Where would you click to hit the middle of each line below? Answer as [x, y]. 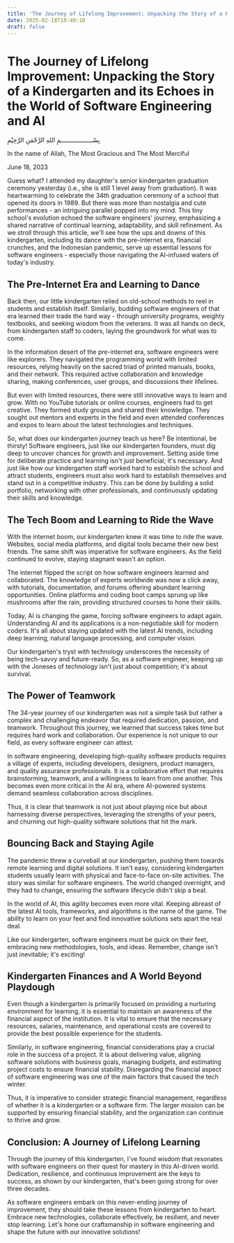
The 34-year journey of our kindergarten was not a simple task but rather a [115, 712]
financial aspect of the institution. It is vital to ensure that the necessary [110, 1019]
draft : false [26, 27]
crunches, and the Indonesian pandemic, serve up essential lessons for [110, 247]
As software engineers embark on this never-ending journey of [97, 1202]
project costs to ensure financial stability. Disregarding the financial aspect [114, 1070]
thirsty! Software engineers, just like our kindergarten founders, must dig [111, 446]
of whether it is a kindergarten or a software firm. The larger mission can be [116, 1105]
